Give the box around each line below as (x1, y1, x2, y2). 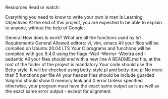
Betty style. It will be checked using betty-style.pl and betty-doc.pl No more (5, 67, 163, 73)
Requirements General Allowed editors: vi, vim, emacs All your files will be (5, 40, 159, 46)
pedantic (5, 56, 24, 62)
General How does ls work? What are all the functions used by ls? (5, 35, 142, 40)
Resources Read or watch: (5, 5, 60, 10)
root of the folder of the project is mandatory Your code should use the (5, 62, 152, 67)
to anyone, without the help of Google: (5, 25, 85, 31)
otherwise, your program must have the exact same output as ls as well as (5, 83, 160, 89)
